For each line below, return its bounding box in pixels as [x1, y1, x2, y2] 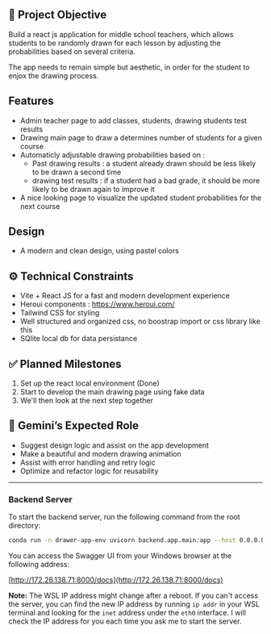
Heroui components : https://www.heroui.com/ [19, 299, 175, 309]
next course [19, 201, 60, 211]
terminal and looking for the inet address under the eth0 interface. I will [8, 608, 246, 618]
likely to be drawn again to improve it [31, 184, 155, 194]
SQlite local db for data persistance [19, 334, 138, 344]
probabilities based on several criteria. [8, 46, 135, 56]
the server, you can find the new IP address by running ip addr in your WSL [8, 599, 261, 609]
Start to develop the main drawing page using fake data [19, 387, 205, 397]
